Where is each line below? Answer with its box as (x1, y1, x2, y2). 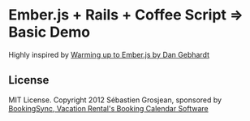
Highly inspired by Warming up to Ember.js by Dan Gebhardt (8, 50, 209, 59)
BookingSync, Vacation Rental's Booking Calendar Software (8, 103, 209, 113)
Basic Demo (8, 23, 91, 41)
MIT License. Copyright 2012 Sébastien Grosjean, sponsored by (8, 95, 222, 105)
